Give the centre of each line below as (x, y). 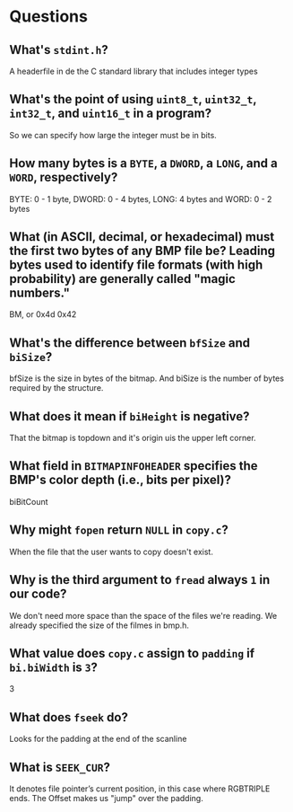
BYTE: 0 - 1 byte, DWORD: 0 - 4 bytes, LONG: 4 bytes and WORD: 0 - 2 (141, 199)
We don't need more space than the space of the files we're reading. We (143, 615)
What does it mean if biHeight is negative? (129, 416)
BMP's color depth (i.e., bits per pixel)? (120, 480)
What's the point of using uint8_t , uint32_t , (133, 99)
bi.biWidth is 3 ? (54, 667)
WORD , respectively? (64, 177)
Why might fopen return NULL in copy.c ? (119, 530)
